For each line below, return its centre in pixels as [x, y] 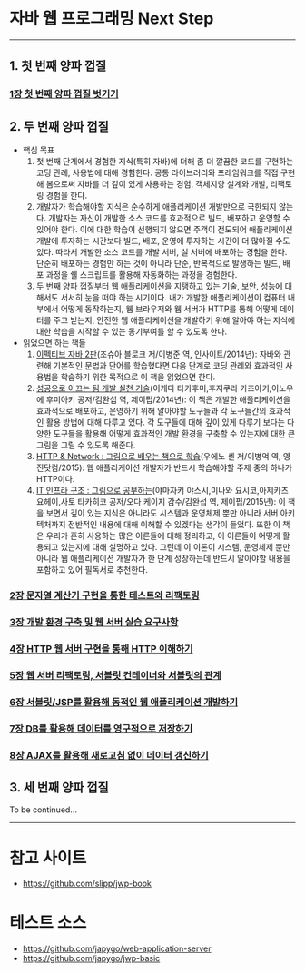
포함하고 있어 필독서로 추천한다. [92, 570]
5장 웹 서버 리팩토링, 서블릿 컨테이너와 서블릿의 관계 [116, 675]
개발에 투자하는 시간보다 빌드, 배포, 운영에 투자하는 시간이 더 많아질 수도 [163, 241]
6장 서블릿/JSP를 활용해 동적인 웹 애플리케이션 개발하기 [124, 702]
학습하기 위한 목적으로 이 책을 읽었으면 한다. [138, 377]
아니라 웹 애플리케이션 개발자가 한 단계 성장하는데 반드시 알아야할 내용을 [163, 558]
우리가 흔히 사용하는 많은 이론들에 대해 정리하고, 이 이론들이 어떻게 [163, 536]
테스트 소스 [48, 923]
